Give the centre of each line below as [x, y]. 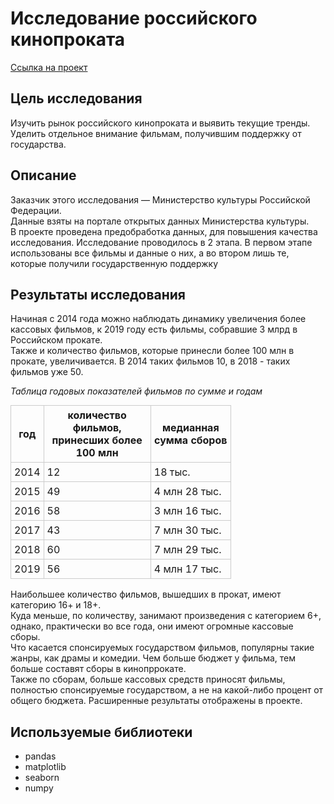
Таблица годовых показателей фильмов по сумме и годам [136, 391]
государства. [38, 144]
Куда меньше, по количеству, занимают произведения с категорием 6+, [166, 616]
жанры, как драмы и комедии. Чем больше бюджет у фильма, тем [153, 658]
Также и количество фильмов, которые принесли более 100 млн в [152, 351]
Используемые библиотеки [101, 732]
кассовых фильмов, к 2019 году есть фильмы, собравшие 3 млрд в [154, 329]
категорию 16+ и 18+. [56, 605]
